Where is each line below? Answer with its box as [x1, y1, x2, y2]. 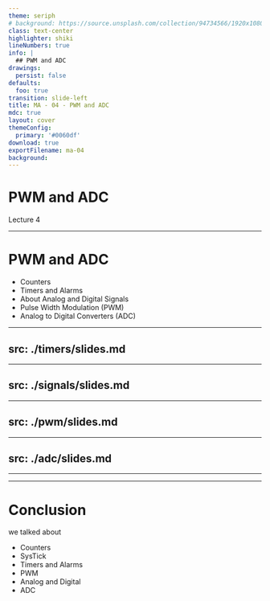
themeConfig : [8, 124, 52, 132]
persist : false [15, 72, 67, 80]
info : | [8, 49, 35, 57]
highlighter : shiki [8, 34, 74, 43]
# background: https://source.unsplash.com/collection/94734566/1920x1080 [8, 19, 264, 27]
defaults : [8, 79, 42, 87]
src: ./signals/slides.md [8, 378, 130, 392]
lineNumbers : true [8, 42, 70, 50]
